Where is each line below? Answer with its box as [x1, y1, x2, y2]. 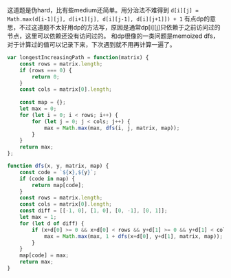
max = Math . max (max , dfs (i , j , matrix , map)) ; [43, 125, 180, 131]
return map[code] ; [32, 182, 85, 189]
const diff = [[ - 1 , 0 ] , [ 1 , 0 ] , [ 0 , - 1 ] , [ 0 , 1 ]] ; [19, 207, 168, 215]
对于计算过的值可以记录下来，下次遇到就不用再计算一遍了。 [7, 41, 176, 48]
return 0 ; [32, 73, 60, 81]
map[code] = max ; [19, 252, 69, 259]
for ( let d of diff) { [19, 220, 85, 227]
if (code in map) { [19, 175, 76, 182]
